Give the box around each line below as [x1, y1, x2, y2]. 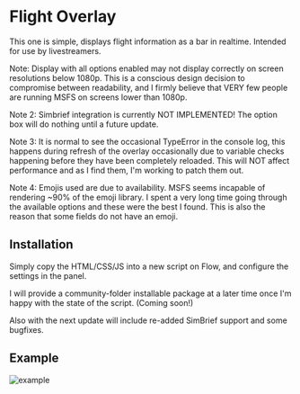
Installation [9, 237, 74, 253]
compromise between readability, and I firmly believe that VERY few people [9, 82, 288, 93]
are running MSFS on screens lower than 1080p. [9, 92, 188, 103]
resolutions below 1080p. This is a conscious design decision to [9, 72, 245, 83]
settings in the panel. [9, 270, 87, 281]
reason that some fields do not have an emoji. [9, 210, 179, 221]
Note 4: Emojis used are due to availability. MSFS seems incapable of [9, 182, 266, 193]
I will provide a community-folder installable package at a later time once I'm [9, 288, 292, 299]
